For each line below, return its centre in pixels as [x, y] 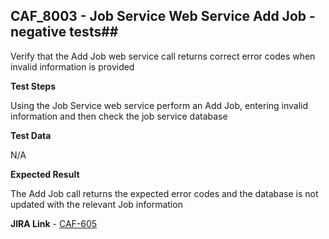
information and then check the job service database [119, 116]
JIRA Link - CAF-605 [54, 223]
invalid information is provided [72, 66]
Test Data [31, 135]
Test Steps [33, 86]
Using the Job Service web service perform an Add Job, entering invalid [159, 105]
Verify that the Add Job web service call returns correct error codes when [163, 56]
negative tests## [64, 32]
